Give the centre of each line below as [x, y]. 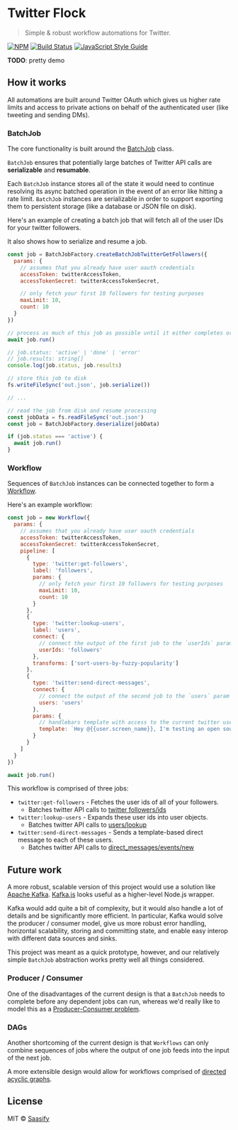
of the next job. [29, 1058]
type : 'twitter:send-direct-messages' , [92, 683]
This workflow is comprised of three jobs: [68, 788]
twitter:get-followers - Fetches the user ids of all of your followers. [118, 802]
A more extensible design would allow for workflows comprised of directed [117, 1071]
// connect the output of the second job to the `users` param [134, 696]
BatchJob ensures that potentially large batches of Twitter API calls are [110, 163]
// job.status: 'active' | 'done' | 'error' [74, 352]
